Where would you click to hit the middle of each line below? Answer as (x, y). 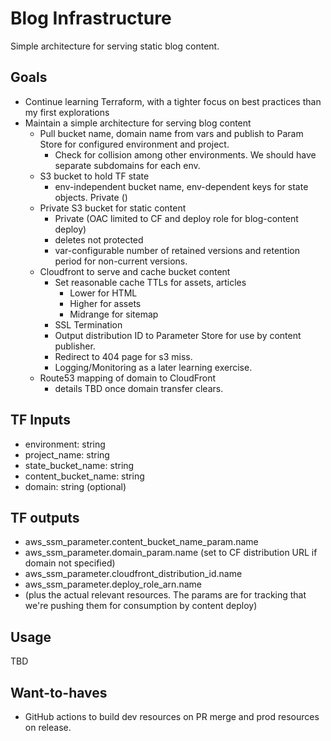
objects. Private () (91, 197)
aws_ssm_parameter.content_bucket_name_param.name (141, 542)
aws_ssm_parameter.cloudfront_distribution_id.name (133, 574)
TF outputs (45, 517)
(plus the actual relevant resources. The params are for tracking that (165, 595)
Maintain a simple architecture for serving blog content (138, 123)
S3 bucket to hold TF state (94, 176)
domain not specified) (70, 563)
